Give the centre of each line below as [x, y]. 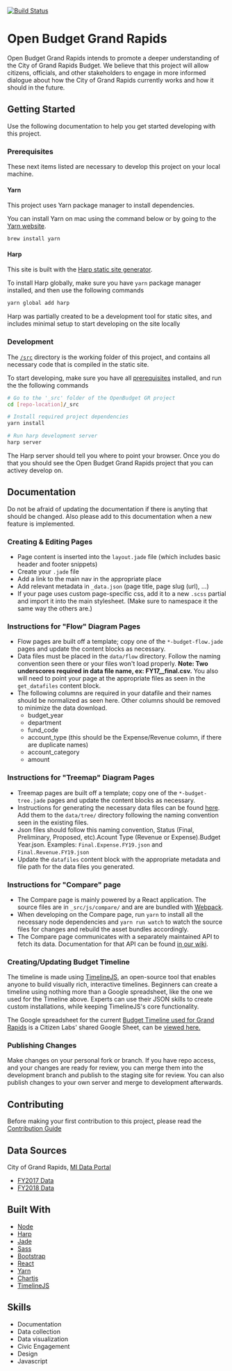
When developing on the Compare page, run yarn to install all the [110, 914]
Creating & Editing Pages [50, 542]
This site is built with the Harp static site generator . [80, 269]
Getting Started [41, 109]
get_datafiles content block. [59, 686]
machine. [20, 174]
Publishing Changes [42, 1045]
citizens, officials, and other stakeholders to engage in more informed [107, 72]
